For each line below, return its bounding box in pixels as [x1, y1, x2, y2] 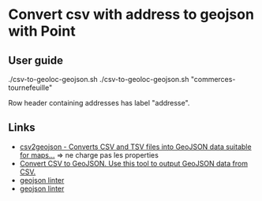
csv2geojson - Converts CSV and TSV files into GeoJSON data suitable [19, 142, 252, 151]
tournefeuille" [8, 83, 53, 92]
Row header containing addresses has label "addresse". [8, 99, 190, 107]
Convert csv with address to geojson [8, 6, 255, 24]
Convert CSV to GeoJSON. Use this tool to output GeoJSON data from [19, 158, 249, 168]
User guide [8, 54, 63, 67]
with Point [8, 22, 77, 40]
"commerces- [190, 75, 236, 84]
